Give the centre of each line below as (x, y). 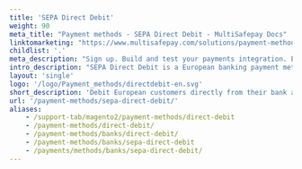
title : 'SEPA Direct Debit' (62, 17)
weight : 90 (30, 26)
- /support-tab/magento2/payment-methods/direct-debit (130, 117)
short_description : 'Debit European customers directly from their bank (148, 92)
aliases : (26, 109)
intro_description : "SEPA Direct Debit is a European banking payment (144, 68)
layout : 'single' (42, 76)
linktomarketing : (42, 42)
